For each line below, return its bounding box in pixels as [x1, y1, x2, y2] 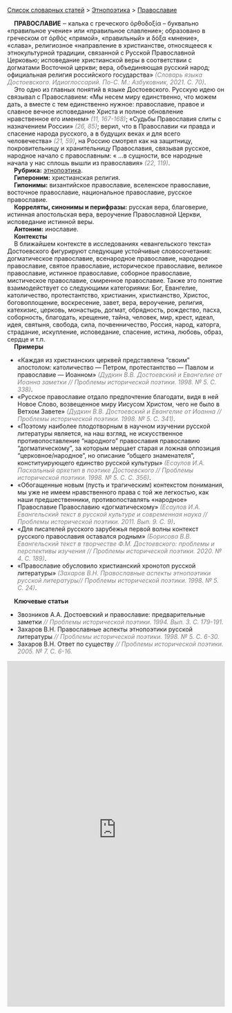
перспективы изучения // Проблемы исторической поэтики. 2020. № [17, 547, 222, 555]
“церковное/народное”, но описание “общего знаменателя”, [17, 452, 195, 459]
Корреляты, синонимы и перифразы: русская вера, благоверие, [13, 203, 209, 211]
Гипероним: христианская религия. [13, 174, 121, 182]
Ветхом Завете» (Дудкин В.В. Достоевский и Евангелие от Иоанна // [17, 407, 222, 416]
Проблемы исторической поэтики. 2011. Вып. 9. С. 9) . [17, 518, 175, 526]
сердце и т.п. [7, 335, 46, 343]
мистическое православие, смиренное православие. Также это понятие [7, 277, 223, 284]
